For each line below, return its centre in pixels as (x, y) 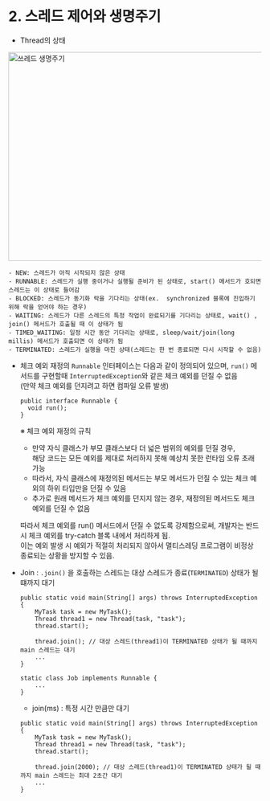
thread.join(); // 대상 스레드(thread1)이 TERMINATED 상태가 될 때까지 (146, 641)
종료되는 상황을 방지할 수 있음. (67, 555)
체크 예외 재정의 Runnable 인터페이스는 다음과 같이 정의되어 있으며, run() (134, 366)
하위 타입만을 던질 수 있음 (87, 488)
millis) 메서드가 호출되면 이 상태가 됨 (66, 341)
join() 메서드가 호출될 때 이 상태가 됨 (66, 324)
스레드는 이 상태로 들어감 (44, 290)
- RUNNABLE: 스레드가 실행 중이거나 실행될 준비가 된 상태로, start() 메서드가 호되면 (135, 281)
